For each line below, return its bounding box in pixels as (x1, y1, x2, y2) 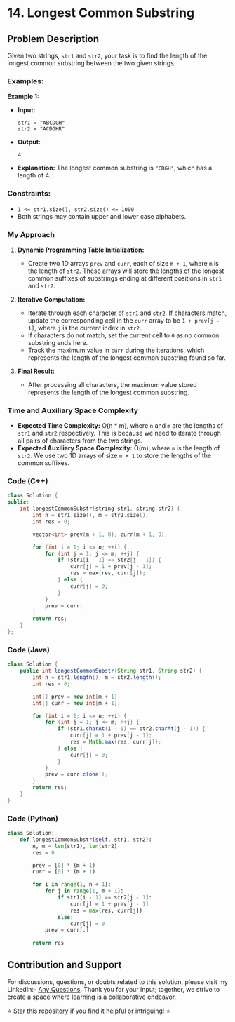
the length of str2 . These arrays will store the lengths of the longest (27, 267, 224, 275)
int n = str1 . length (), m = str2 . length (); (32, 674, 161, 681)
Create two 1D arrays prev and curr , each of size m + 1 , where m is (27, 259, 219, 267)
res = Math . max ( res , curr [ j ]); (69, 739, 161, 746)
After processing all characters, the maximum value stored (27, 380, 198, 389)
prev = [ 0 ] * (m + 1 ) (32, 861, 96, 869)
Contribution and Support (7, 959, 122, 971)
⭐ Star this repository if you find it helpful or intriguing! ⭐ (7, 1007, 170, 1015)
